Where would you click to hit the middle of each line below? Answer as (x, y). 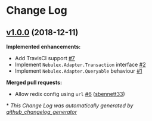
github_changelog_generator (42, 112)
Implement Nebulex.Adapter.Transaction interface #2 (80, 64)
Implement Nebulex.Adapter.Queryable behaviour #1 (78, 71)
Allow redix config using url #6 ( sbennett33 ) (70, 94)
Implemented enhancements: (44, 46)
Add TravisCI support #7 (45, 58)
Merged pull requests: (34, 82)
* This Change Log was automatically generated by (70, 106)
